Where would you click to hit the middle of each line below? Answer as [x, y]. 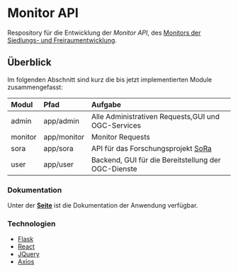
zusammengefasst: [35, 87]
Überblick [29, 63]
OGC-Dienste [114, 169]
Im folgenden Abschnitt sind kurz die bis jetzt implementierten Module [110, 79]
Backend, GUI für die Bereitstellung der [156, 159]
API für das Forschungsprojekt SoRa [152, 148]
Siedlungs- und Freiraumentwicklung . [62, 40]
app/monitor [64, 137]
